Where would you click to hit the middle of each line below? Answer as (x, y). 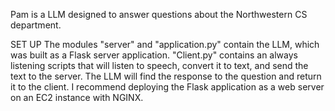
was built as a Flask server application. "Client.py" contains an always (154, 55)
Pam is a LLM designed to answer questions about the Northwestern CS (159, 14)
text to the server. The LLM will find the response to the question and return (166, 76)
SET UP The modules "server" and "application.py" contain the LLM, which (165, 44)
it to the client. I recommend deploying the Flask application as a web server (167, 87)
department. (36, 25)
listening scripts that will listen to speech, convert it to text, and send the (159, 65)
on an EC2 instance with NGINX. (77, 97)
